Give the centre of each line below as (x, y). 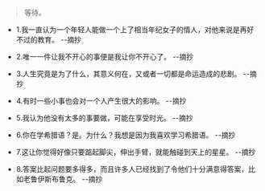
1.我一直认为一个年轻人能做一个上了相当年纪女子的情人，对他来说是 (128, 30)
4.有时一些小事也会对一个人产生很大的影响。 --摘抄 (101, 101)
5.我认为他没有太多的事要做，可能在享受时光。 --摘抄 (104, 118)
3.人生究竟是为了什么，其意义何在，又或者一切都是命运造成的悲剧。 (128, 74)
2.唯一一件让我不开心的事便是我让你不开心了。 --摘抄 (105, 57)
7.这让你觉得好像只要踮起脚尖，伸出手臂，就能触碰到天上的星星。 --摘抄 (136, 152)
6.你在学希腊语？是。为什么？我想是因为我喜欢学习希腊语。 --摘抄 (126, 135)
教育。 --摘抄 (60, 40)
